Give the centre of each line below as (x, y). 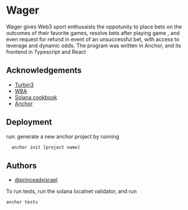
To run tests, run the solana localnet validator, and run (72, 191)
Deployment (29, 122)
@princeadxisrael (36, 180)
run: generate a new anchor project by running (63, 136)
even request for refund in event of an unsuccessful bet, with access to (93, 39)
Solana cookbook (36, 97)
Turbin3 (24, 85)
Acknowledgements (44, 71)
